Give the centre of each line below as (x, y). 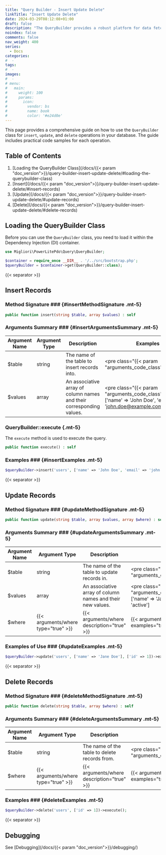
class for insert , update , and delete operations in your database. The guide (82, 135)
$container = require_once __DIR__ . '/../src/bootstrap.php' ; (72, 261)
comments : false (22, 38)
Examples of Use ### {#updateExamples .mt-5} (64, 646)
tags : (11, 65)
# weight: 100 (24, 93)
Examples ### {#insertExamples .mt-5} (54, 460)
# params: (20, 97)
